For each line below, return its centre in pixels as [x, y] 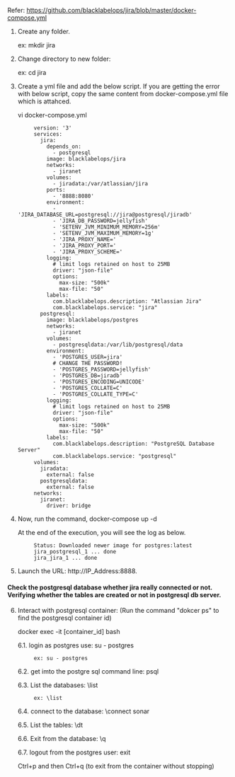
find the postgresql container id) [64, 618]
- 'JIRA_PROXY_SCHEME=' [88, 252]
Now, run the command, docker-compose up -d [87, 519]
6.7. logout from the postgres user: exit [74, 752]
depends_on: [64, 146]
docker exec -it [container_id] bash [69, 632]
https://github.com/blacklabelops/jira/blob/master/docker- [111, 10]
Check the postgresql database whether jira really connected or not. [110, 587]
